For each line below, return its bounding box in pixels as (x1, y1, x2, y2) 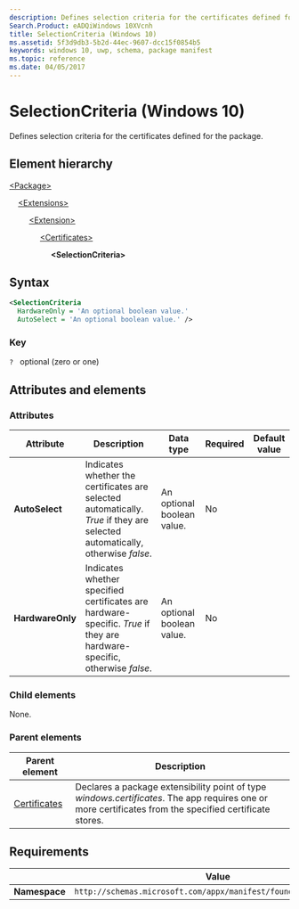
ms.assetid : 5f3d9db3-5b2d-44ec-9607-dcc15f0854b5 (9, 37, 201, 47)
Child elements (9, 688, 77, 700)
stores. (75, 814, 104, 826)
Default (253, 432, 286, 445)
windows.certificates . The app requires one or (75, 791, 269, 804)
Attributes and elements (9, 382, 147, 397)
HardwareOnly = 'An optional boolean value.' (17, 307, 190, 316)
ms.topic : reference (9, 54, 86, 63)
